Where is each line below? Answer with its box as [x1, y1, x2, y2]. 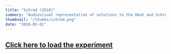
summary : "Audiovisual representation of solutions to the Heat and [5, 12, 154, 17]
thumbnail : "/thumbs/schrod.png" [5, 17, 76, 22]
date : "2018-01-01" [5, 21, 47, 27]
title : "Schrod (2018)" [5, 7, 56, 13]
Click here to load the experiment [5, 40, 113, 49]
